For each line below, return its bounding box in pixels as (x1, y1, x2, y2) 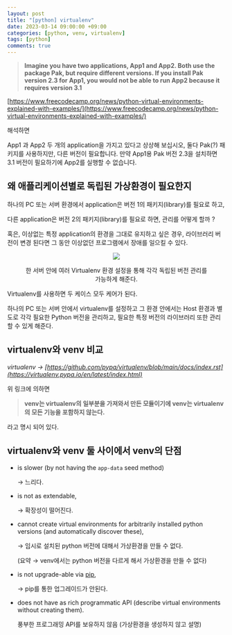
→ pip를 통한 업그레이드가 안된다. (17, 584, 109, 593)
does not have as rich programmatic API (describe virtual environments (17, 598, 221, 607)
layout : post (7, 10, 45, 17)
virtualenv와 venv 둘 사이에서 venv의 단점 (7, 445, 182, 457)
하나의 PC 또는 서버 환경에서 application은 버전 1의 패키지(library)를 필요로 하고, (7, 200, 225, 208)
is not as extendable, (17, 492, 78, 500)
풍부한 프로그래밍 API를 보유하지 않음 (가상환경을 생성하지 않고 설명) (17, 620, 202, 629)
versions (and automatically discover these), (17, 527, 144, 536)
